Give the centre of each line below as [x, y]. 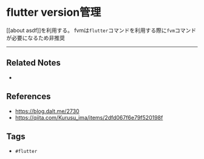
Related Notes [33, 63]
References [29, 96]
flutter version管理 [54, 12]
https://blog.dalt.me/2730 [47, 111]
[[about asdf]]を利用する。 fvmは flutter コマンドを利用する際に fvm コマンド [101, 30]
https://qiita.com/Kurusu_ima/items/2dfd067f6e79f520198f [89, 117]
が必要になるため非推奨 [36, 37]
